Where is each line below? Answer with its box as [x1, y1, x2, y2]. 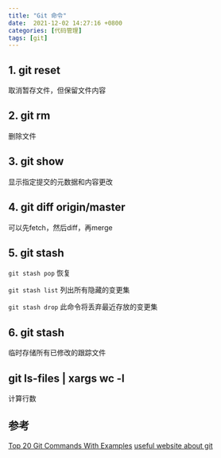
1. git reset [8, 63, 61, 76]
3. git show [8, 155, 64, 168]
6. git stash [8, 326, 65, 339]
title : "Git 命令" [8, 11, 67, 20]
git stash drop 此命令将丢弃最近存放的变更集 [8, 302, 158, 311]
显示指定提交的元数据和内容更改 [8, 177, 113, 186]
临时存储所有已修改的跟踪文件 [8, 348, 106, 358]
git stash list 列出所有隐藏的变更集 [8, 285, 130, 295]
